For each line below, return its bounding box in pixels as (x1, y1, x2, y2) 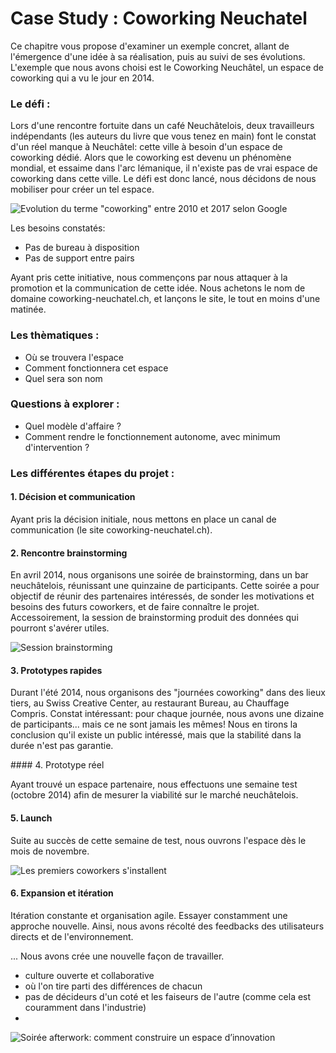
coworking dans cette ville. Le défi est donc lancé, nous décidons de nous (10, 173, 317, 185)
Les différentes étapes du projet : (10, 466, 175, 480)
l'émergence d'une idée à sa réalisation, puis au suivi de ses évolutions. (10, 50, 306, 62)
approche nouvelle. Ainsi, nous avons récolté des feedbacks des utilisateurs (10, 920, 325, 932)
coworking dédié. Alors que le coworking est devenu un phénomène (10, 152, 292, 164)
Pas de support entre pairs (24, 252, 135, 264)
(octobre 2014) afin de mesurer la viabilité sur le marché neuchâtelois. (10, 789, 299, 801)
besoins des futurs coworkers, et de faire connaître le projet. (10, 601, 260, 613)
